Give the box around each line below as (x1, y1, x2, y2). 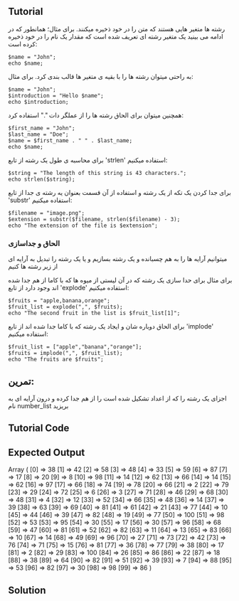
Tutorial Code (8, 422, 70, 435)
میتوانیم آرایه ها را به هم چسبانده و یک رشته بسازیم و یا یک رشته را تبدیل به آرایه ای (8, 255, 228, 263)
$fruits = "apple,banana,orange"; (8, 297, 111, 304)
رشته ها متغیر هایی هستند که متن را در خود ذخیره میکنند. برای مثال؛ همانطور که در (8, 24, 225, 33)
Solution (8, 584, 46, 596)
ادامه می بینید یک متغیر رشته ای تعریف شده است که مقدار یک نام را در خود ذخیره (8, 32, 223, 41)
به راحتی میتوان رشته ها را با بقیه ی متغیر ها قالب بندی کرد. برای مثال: (8, 72, 194, 80)
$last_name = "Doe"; (8, 131, 70, 138)
